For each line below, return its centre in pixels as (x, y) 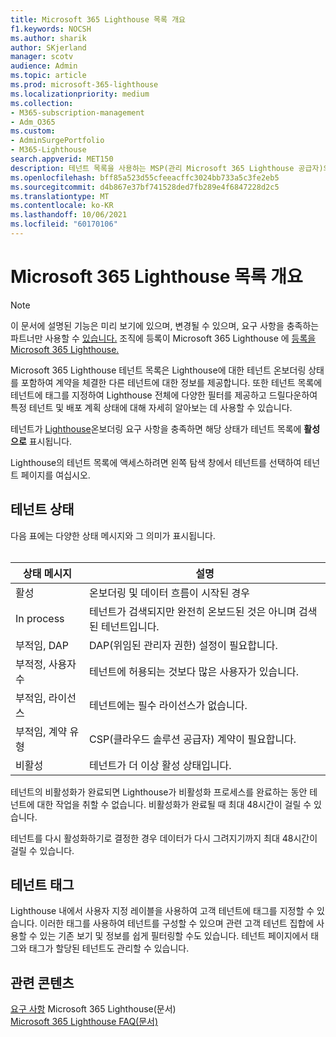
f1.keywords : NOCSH (51, 29)
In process (40, 618)
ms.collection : (42, 103)
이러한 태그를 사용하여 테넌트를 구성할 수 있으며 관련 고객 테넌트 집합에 (177, 923)
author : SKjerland (48, 47)
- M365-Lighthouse (48, 150)
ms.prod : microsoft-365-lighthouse (84, 85)
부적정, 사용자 (46, 664)
